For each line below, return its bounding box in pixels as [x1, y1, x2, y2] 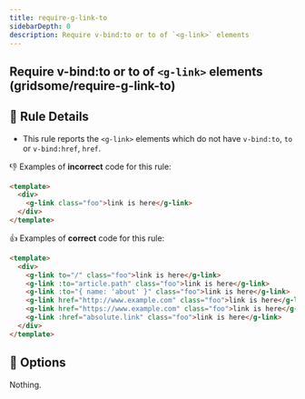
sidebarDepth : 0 [9, 22, 71, 31]
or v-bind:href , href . [22, 143, 102, 154]
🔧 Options [9, 355, 66, 371]
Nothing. [9, 379, 43, 390]
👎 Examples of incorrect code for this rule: [9, 161, 172, 172]
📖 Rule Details [9, 109, 89, 125]
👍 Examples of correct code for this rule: [9, 233, 165, 244]
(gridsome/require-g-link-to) [9, 78, 176, 94]
